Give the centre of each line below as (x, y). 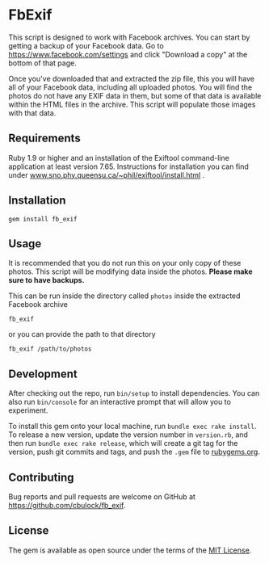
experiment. (28, 410)
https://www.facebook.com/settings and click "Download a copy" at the (128, 54)
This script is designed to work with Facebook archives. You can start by (129, 37)
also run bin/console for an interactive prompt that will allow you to (120, 402)
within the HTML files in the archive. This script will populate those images (132, 104)
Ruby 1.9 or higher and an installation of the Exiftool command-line (119, 158)
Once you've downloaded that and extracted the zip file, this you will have (131, 78)
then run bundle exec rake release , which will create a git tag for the (123, 443)
